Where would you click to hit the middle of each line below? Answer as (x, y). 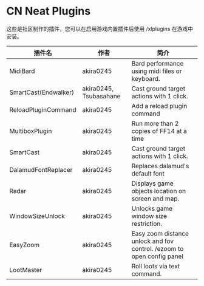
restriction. (147, 223)
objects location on (159, 191)
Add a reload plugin (159, 106)
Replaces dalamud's (160, 166)
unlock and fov (153, 241)
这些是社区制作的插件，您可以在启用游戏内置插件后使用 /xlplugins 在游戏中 (100, 29)
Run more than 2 (155, 123)
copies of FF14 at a (159, 131)
